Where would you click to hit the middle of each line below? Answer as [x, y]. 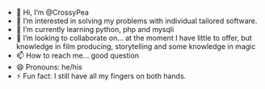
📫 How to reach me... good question [78, 55]
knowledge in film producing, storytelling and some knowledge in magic [136, 47]
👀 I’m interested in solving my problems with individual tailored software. [137, 21]
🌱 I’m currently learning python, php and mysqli [95, 29]
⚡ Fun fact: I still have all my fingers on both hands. [101, 76]
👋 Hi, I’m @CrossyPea [52, 12]
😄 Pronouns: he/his [49, 67]
